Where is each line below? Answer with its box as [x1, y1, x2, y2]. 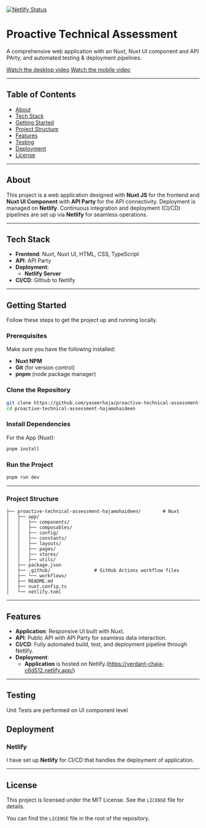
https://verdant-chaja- [108, 660, 164, 667]
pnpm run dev [6, 474, 40, 480]
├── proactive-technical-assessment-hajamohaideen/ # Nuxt [6, 508, 180, 515]
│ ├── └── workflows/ [6, 573, 67, 579]
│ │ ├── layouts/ [6, 540, 62, 547]
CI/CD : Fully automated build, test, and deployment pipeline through [15, 640, 188, 648]
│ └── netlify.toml [6, 589, 62, 595]
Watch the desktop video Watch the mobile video [6, 66, 131, 73]
